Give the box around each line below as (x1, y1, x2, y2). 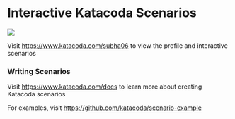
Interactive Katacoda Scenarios (7, 5, 197, 21)
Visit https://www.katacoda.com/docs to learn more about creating (7, 82, 202, 91)
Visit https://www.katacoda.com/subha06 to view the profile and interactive (7, 41, 228, 50)
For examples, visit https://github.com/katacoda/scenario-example (7, 104, 202, 112)
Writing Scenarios (7, 66, 71, 76)
